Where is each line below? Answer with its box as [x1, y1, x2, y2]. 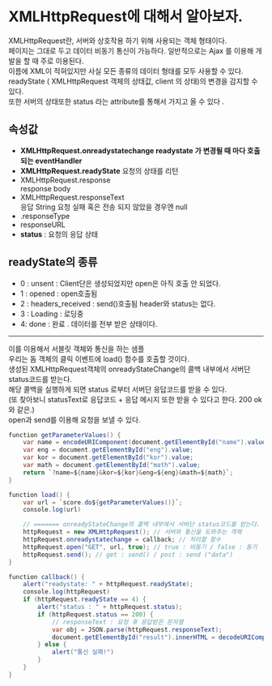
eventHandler [35, 156, 83, 165]
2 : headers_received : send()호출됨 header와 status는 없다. [19, 298, 216, 308]
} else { [37, 641, 67, 649]
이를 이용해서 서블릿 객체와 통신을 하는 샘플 [8, 344, 145, 354]
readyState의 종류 [8, 255, 98, 269]
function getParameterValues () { [8, 431, 121, 439]
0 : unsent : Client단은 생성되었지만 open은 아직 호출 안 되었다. [19, 278, 221, 288]
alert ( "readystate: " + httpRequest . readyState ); [23, 581, 194, 589]
